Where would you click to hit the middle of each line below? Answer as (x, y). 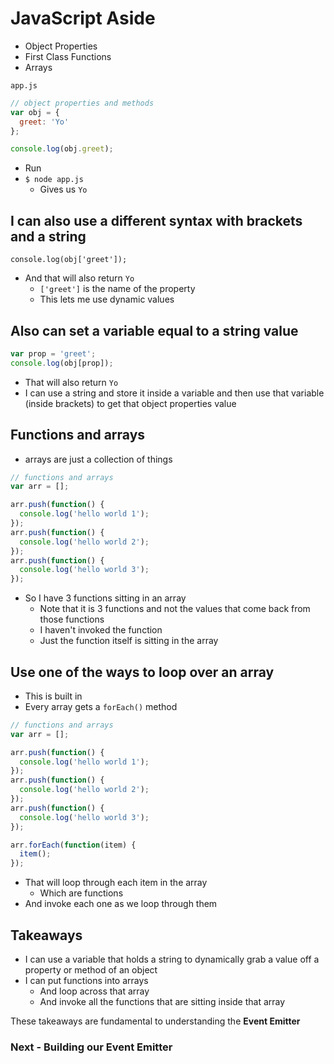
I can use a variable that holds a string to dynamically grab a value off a (172, 959)
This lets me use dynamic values (107, 299)
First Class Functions (68, 56)
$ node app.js (54, 180)
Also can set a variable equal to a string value (154, 330)
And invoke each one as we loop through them (121, 904)
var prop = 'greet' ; (53, 353)
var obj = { (35, 112)
